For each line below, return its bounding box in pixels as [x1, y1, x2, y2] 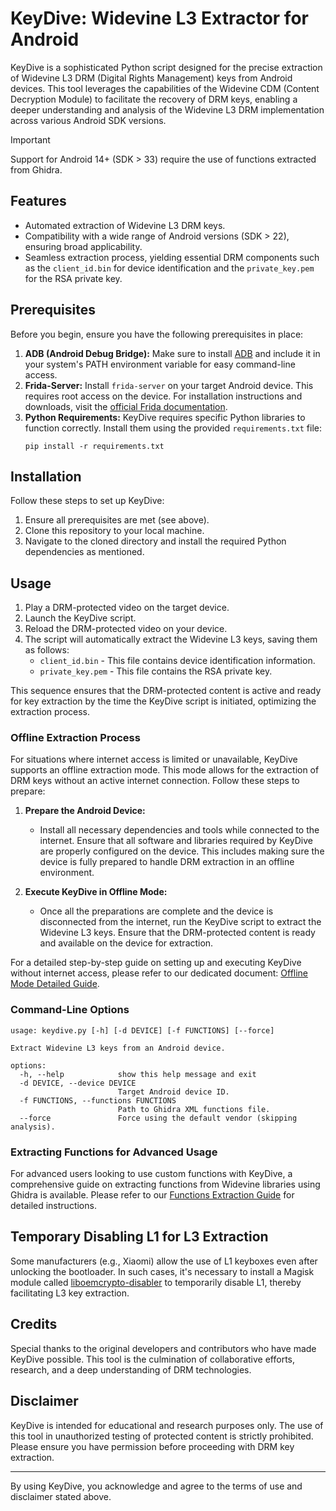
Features [10, 193, 67, 210]
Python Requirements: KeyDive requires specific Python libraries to [24, 411, 306, 423]
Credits [10, 1316, 58, 1333]
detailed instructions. [10, 1200, 97, 1212]
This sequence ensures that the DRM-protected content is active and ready [10, 685, 322, 697]
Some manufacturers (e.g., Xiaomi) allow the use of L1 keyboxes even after [10, 1255, 318, 1267]
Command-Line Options [10, 1003, 130, 1017]
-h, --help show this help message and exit [19, 1069, 257, 1079]
